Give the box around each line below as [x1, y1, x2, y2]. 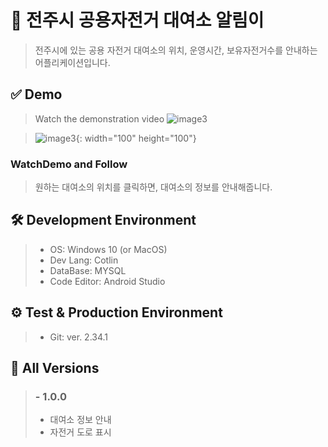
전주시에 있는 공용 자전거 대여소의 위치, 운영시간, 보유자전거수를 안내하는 [34, 44, 318, 56]
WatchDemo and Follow [10, 157, 128, 171]
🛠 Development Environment [10, 212, 197, 229]
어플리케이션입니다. [34, 56, 111, 68]
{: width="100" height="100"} [75, 132, 197, 144]
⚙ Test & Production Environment [10, 304, 223, 321]
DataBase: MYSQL [49, 264, 127, 276]
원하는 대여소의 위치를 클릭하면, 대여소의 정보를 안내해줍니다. [34, 181, 273, 193]
